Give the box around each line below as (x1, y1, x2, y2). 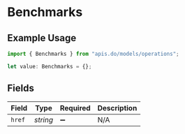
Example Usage (7, 32, 77, 44)
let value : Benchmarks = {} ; (7, 63, 92, 70)
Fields (7, 82, 35, 94)
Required (59, 103, 91, 112)
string (34, 114, 54, 124)
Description (97, 103, 138, 112)
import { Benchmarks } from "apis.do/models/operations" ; (7, 50, 179, 57)
